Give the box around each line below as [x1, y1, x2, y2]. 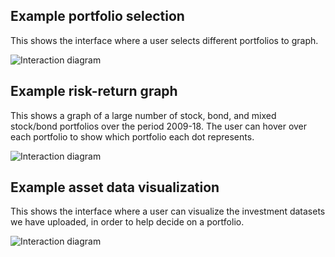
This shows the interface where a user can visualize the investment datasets [10, 205, 326, 218]
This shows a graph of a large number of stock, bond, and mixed [10, 109, 277, 121]
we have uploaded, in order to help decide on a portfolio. [10, 216, 245, 228]
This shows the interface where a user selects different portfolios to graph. [10, 34, 319, 46]
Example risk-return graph [10, 83, 178, 100]
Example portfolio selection [10, 8, 185, 25]
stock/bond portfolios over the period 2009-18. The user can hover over [10, 120, 308, 132]
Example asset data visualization [10, 179, 220, 196]
